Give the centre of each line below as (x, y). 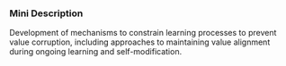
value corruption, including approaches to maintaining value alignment (140, 42)
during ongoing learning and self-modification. (96, 52)
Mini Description (46, 13)
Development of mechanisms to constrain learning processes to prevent (143, 33)
